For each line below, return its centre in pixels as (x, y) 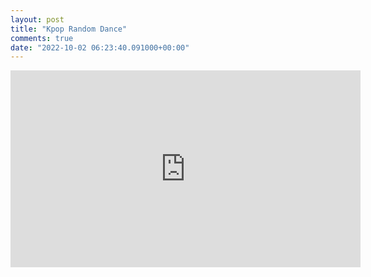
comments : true (42, 38)
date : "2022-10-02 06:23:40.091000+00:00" (100, 47)
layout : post (37, 19)
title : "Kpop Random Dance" (69, 29)
